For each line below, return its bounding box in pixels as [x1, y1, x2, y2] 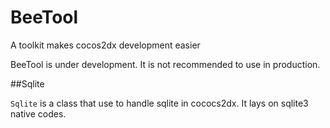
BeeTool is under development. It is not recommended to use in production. [10, 58, 321, 70]
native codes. [10, 107, 67, 120]
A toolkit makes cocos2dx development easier [10, 39, 201, 51]
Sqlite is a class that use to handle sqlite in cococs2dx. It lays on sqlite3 [10, 97, 309, 109]
